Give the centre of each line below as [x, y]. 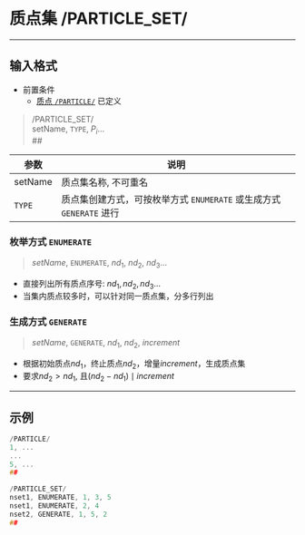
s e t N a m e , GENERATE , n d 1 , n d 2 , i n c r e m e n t [106, 343]
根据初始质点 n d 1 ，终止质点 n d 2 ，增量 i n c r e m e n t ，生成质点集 [134, 364]
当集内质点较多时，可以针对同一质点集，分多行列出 [118, 297]
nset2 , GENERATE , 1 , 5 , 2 [58, 514]
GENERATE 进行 [90, 212]
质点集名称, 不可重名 [104, 182]
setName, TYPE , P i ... [68, 130]
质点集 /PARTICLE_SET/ [98, 19]
